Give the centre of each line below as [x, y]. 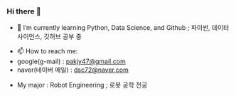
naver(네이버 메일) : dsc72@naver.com [73, 70]
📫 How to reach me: [47, 51]
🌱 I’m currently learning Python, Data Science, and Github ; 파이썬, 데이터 [123, 28]
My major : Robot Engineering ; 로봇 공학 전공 [82, 85]
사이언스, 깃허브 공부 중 [49, 37]
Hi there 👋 [24, 11]
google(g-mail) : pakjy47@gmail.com [71, 62]
